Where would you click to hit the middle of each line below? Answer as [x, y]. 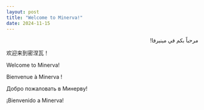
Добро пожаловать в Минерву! [47, 89]
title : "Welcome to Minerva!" [45, 18]
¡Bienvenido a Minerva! [35, 100]
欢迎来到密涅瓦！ [28, 53]
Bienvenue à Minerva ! [34, 77]
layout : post [23, 12]
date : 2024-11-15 [28, 23]
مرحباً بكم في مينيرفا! [174, 41]
